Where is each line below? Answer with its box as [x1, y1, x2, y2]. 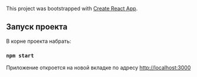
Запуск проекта [6, 22, 68, 32]
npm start [6, 52, 34, 59]
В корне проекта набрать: [6, 38, 72, 45]
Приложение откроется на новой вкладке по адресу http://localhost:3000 [6, 64, 191, 71]
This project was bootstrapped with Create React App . [6, 5, 138, 12]
